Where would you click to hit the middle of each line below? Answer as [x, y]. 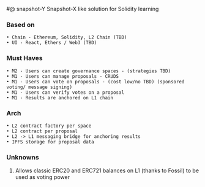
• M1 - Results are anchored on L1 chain [60, 97]
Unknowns [23, 157]
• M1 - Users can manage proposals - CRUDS [63, 76]
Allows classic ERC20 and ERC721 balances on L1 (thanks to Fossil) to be [107, 170]
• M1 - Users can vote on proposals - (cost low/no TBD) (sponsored [95, 82]
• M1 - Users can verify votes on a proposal [65, 92]
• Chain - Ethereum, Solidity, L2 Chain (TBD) [67, 37]
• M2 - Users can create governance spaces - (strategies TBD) [89, 71]
